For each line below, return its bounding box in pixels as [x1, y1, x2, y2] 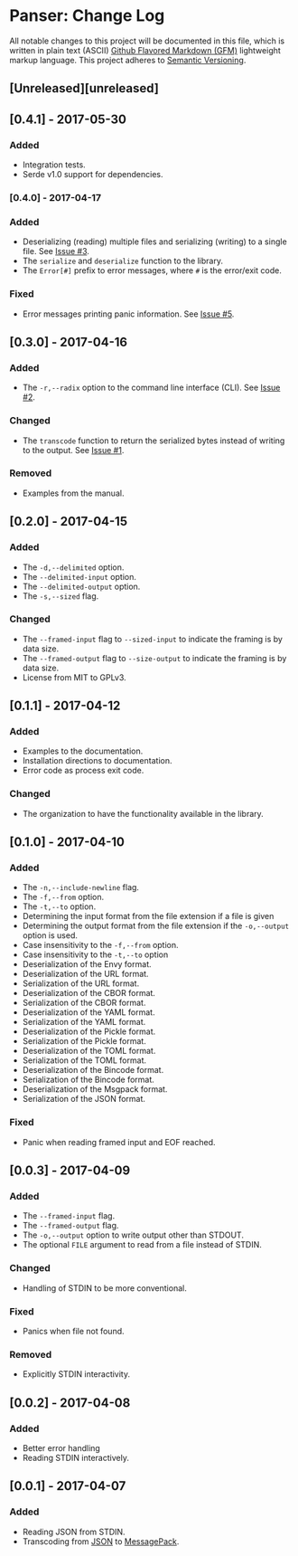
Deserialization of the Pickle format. [22, 1026, 156, 1037]
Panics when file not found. [22, 1326, 125, 1337]
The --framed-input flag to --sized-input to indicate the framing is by [22, 633, 283, 644]
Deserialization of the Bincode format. [22, 1065, 164, 1076]
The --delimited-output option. [22, 581, 141, 592]
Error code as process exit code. [22, 765, 144, 776]
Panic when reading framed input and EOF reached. [22, 1136, 216, 1147]
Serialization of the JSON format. [22, 1094, 146, 1105]
